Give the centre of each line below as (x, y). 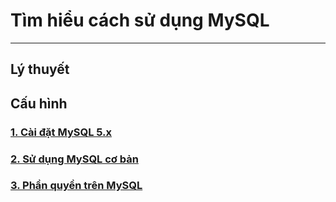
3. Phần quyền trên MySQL (76, 186)
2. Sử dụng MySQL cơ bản (74, 159)
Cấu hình (39, 103)
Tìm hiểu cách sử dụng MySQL (140, 20)
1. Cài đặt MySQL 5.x (61, 132)
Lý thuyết (40, 69)
